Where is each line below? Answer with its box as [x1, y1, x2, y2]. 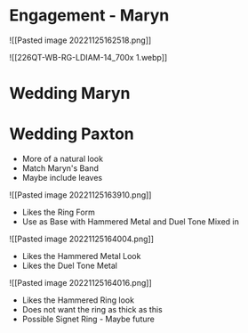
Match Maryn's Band [21, 163, 100, 174]
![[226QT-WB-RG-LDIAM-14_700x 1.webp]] [9, 52, 168, 62]
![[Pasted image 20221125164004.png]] [9, 233, 154, 245]
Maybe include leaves [21, 173, 103, 183]
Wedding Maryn [9, 84, 131, 103]
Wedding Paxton [9, 124, 135, 144]
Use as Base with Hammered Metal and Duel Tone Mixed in [21, 216, 240, 227]
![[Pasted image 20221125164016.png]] [9, 278, 153, 288]
